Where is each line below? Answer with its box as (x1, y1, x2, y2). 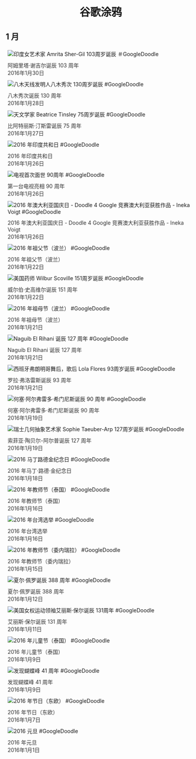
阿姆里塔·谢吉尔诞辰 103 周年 (7, 62, 80, 69)
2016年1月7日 (7, 716, 41, 723)
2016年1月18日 (7, 475, 43, 482)
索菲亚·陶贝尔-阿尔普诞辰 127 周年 (7, 437, 92, 444)
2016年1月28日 (7, 100, 45, 106)
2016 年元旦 (7, 739, 37, 746)
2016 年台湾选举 (7, 528, 48, 534)
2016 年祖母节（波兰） (7, 316, 64, 323)
